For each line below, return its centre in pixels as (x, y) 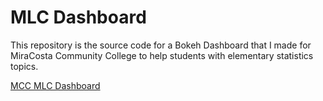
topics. (24, 66)
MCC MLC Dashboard (55, 85)
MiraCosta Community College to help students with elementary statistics (162, 55)
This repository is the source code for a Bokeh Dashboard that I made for (161, 45)
